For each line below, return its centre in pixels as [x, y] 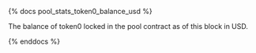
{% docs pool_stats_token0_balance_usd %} [80, 11]
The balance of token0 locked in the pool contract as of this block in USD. [128, 26]
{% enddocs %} [34, 41]
